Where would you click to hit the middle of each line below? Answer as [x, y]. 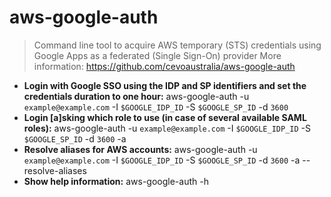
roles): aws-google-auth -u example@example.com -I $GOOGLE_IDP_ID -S [167, 128]
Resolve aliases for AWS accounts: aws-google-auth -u [140, 149]
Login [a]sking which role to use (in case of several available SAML [165, 117]
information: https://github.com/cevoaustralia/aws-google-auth [164, 66]
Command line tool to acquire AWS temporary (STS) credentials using [177, 45]
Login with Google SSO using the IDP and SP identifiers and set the [165, 85]
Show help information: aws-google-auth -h [116, 181]
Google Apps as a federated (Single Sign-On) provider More [157, 55]
